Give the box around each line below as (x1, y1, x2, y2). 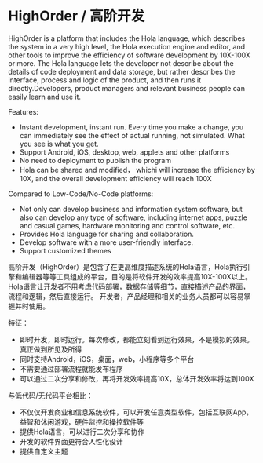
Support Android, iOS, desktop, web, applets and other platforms (19, 147, 230, 157)
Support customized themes (19, 246, 111, 255)
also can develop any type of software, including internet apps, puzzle (19, 213, 247, 222)
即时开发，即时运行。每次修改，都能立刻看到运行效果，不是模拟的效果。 (19, 334, 254, 344)
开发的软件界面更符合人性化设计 (19, 436, 123, 446)
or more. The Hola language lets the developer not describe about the (8, 58, 234, 67)
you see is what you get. (19, 139, 100, 148)
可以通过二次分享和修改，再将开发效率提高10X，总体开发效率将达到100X (19, 374, 254, 383)
